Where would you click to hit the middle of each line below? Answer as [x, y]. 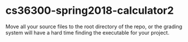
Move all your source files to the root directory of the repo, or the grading [94, 26]
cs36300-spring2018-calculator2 [90, 11]
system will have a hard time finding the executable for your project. [88, 32]
